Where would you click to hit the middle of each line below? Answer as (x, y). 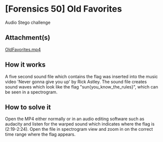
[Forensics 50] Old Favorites (63, 9)
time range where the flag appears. (40, 134)
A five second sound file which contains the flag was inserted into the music (81, 76)
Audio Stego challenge (28, 22)
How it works (25, 65)
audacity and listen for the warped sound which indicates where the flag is (80, 124)
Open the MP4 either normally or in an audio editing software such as (75, 119)
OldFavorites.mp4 (23, 49)
